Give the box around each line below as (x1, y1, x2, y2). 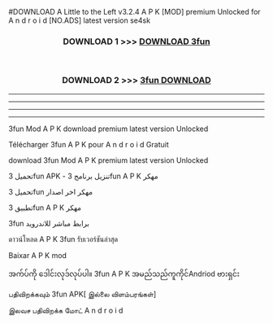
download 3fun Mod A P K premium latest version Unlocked (8, 155, 209, 165)
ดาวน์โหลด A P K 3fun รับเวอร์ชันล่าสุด (8, 234, 119, 243)
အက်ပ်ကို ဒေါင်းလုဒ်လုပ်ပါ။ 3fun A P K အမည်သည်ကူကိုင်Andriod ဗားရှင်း (8, 269, 240, 278)
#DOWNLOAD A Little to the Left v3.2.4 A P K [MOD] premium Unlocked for (8, 7, 262, 16)
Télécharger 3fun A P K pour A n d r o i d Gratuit (8, 139, 169, 149)
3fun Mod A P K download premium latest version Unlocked (8, 124, 209, 134)
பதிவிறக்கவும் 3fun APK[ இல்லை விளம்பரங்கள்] (8, 289, 157, 299)
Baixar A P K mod (8, 250, 67, 260)
